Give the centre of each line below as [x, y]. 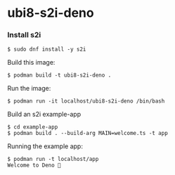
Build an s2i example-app [44, 115]
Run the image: [29, 89]
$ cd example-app [33, 127]
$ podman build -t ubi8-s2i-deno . [59, 75]
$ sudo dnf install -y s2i [47, 50]
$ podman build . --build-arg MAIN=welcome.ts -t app [88, 134]
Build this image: [31, 63]
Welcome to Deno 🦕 [34, 166]
